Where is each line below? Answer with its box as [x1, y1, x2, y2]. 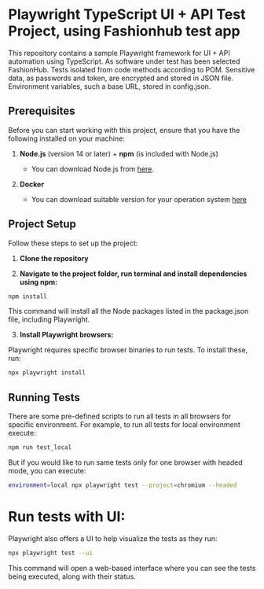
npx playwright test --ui [8, 549, 93, 557]
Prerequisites [8, 105, 75, 118]
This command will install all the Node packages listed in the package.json [8, 307, 249, 316]
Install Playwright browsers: [19, 330, 114, 340]
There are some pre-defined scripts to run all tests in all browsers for [8, 411, 232, 422]
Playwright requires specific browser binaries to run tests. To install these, [8, 345, 248, 355]
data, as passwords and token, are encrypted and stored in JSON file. [8, 73, 234, 83]
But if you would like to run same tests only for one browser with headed [8, 458, 244, 467]
